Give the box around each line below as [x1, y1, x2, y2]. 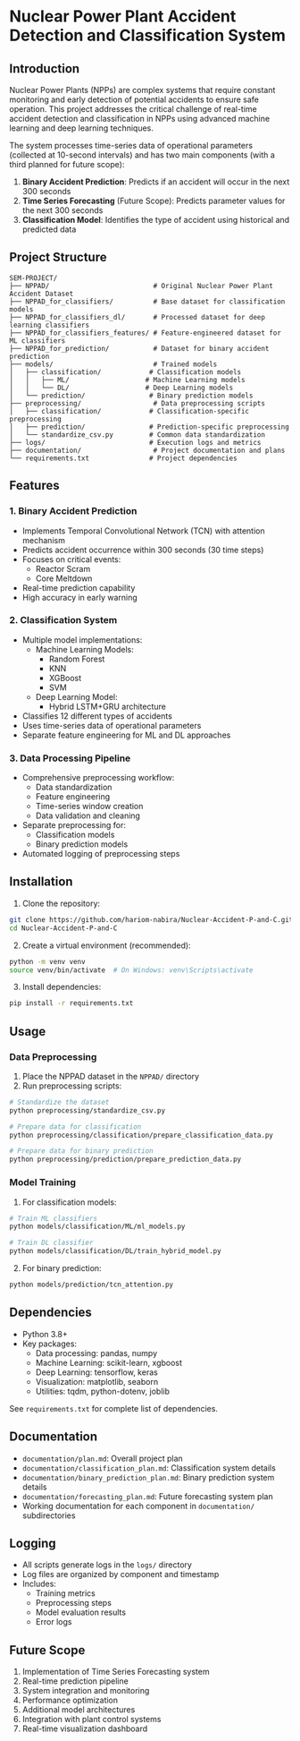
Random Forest [48, 653, 105, 664]
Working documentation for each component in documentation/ [21, 1500, 255, 1511]
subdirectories [21, 1510, 76, 1521]
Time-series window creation [35, 801, 144, 812]
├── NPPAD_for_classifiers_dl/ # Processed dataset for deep [9, 312, 266, 321]
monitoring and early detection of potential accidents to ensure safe [9, 94, 259, 105]
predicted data [21, 224, 77, 235]
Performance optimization [21, 1694, 119, 1706]
